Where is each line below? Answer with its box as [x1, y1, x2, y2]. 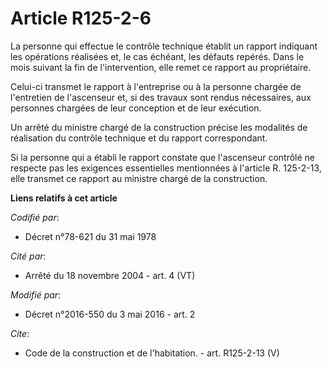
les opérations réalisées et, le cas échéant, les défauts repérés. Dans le [10, 50, 305, 62]
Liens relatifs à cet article [10, 192, 118, 204]
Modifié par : [10, 288, 62, 301]
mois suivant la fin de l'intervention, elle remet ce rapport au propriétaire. [10, 61, 312, 73]
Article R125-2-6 [10, 7, 152, 30]
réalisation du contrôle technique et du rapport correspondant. [10, 132, 268, 144]
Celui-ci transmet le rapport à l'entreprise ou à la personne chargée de [10, 80, 302, 92]
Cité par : [10, 250, 47, 262]
